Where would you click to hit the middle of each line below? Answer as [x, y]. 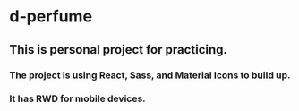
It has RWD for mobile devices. [77, 98]
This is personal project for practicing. [119, 50]
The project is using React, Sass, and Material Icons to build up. [150, 75]
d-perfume [51, 17]
